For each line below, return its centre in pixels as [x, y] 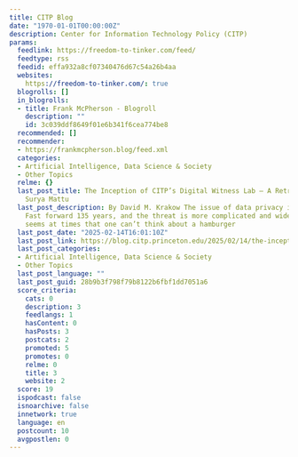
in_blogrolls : [43, 100]
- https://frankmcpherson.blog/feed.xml [93, 149]
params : [24, 42]
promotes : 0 [47, 357]
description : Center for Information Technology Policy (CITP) [129, 34]
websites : [35, 76]
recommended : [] [47, 133]
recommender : [41, 141]
